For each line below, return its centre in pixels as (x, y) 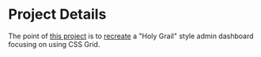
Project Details (57, 14)
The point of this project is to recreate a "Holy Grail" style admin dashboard (131, 36)
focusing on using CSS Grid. (54, 44)
